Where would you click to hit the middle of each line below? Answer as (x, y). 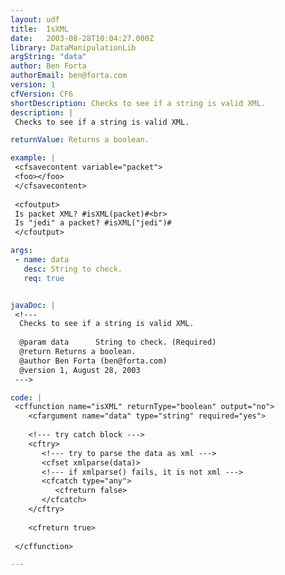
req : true (44, 278)
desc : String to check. (73, 269)
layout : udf (35, 19)
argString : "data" (48, 57)
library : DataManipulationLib (73, 47)
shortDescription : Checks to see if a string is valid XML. (138, 103)
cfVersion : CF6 (42, 94)
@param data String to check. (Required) (118, 342)
